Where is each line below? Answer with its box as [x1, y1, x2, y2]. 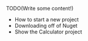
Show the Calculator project [14, 28, 82, 35]
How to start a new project [14, 16, 79, 23]
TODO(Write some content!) [6, 5, 74, 12]
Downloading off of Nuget [14, 23, 78, 29]
